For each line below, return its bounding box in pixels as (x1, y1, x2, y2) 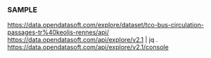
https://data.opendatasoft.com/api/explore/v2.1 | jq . (7, 36, 158, 44)
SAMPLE (7, 5, 37, 15)
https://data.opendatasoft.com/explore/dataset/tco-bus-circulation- (7, 21, 204, 29)
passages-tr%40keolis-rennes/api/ (7, 28, 110, 36)
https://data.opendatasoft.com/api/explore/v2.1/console (7, 43, 169, 52)
